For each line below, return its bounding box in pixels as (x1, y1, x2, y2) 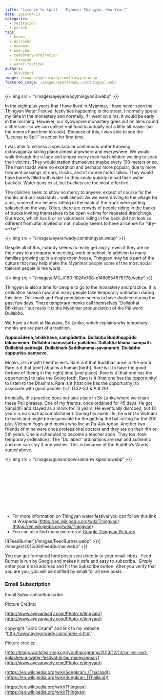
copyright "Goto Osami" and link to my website (5, 625, 100, 631)
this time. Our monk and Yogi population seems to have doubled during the (5, 294, 156, 301)
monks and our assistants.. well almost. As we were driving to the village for (5, 194, 158, 200)
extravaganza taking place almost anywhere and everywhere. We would (5, 149, 150, 154)
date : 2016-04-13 (5, 12, 41, 17)
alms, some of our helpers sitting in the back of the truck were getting (5, 199, 145, 205)
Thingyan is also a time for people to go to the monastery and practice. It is (5, 284, 156, 290)
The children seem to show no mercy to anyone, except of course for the (5, 189, 152, 195)
